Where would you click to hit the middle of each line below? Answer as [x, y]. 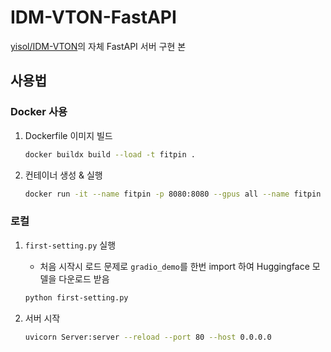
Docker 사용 [39, 112]
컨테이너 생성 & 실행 [63, 175]
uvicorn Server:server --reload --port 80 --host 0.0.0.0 [148, 337]
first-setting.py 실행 [70, 245]
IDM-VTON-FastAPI [93, 17]
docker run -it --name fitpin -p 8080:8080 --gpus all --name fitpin [173, 194]
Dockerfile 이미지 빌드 [68, 135]
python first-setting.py [76, 297]
